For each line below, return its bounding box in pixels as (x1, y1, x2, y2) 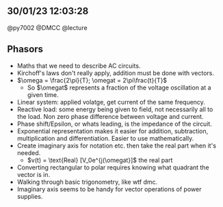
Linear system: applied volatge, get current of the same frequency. (16, 98, 205, 106)
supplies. (16, 192, 43, 200)
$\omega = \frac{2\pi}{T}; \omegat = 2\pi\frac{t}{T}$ (16, 76, 168, 84)
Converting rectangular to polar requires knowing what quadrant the (16, 163, 210, 171)
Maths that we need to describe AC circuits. (16, 61, 141, 70)
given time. (27, 90, 59, 98)
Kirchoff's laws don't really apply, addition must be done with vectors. (16, 68, 214, 77)
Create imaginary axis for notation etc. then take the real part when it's (16, 141, 217, 150)
